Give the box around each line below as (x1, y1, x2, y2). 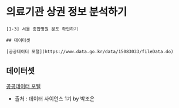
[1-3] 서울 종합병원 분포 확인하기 (6, 26, 78, 32)
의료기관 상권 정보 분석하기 (6, 5, 127, 19)
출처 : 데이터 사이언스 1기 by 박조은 (14, 95, 95, 102)
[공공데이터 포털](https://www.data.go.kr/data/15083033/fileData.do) (6, 48, 174, 54)
